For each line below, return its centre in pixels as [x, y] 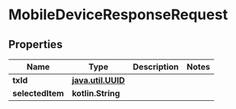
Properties [36, 44]
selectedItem [38, 93]
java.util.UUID [98, 80]
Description [156, 67]
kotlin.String [96, 93]
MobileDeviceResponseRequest [118, 15]
